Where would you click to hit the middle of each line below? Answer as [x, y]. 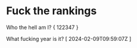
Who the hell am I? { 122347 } [42, 27]
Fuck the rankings [52, 11]
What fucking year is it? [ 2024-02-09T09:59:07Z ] [69, 39]
